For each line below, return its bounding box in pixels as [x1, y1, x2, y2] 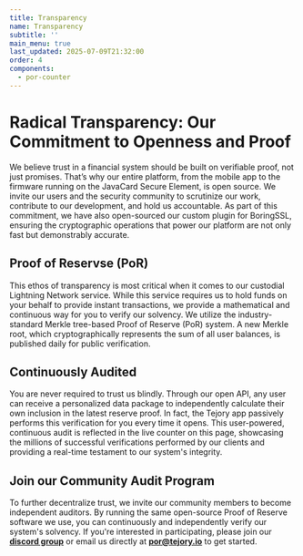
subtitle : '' [9, 30, 59, 39]
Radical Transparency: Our [9, 111, 217, 132]
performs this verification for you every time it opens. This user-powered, [9, 417, 285, 428]
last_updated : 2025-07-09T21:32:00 [9, 47, 145, 57]
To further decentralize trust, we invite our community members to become [9, 498, 292, 509]
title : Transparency [9, 13, 88, 23]
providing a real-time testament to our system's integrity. [9, 447, 223, 458]
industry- [237, 309, 273, 320]
